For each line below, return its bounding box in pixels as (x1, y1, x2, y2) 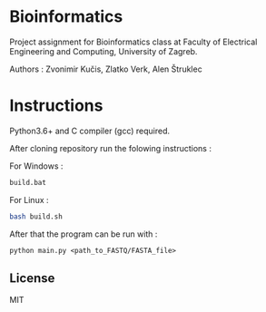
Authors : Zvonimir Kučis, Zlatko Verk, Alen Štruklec (9, 63, 202, 74)
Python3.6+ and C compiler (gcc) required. (9, 125, 171, 136)
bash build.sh (9, 211, 64, 221)
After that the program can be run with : (9, 229, 158, 239)
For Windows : (9, 161, 64, 171)
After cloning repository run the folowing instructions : (9, 142, 212, 153)
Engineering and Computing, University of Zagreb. (9, 45, 198, 56)
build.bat (9, 178, 47, 187)
